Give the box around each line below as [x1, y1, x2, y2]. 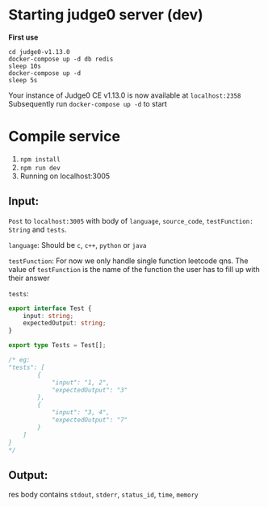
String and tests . [8, 224, 67, 234]
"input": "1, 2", [51, 378, 111, 387]
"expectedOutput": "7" [51, 416, 128, 425]
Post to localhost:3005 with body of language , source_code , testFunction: [8, 216, 254, 225]
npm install [19, 155, 61, 163]
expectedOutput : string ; [23, 319, 107, 328]
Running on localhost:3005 [19, 171, 111, 181]
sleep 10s [8, 62, 42, 70]
